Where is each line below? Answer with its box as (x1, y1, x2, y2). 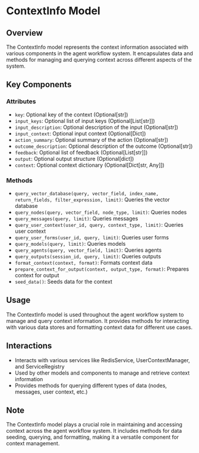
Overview (6, 28, 43, 38)
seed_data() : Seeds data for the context (14, 278, 113, 285)
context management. (6, 440, 60, 447)
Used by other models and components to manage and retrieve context (14, 369, 190, 376)
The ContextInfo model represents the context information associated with (6, 43, 188, 50)
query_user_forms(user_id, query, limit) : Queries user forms (14, 233, 169, 241)
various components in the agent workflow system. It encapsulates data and (6, 50, 193, 57)
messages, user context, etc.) (14, 388, 88, 395)
